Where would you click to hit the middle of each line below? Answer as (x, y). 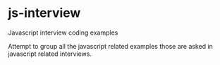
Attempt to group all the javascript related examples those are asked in (111, 46)
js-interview (44, 13)
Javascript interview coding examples (63, 32)
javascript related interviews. (50, 54)
